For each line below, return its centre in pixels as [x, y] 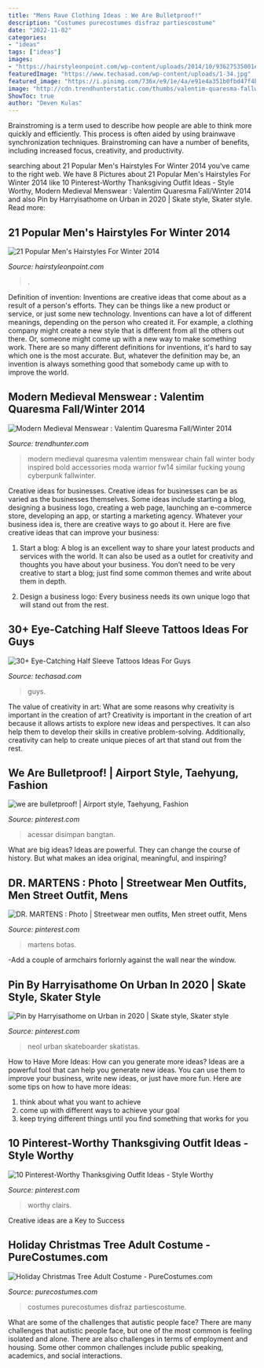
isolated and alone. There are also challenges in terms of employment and [128, 1339]
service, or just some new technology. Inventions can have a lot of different [130, 313]
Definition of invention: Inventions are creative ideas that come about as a [127, 297]
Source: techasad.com [45, 676]
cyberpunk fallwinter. [62, 475]
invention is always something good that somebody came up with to [118, 363]
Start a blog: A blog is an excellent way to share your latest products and [137, 548]
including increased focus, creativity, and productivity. [96, 151]
